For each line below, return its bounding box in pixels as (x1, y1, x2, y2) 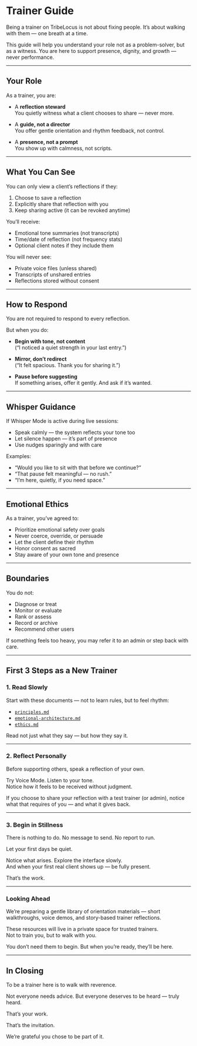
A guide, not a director (14, 120, 70, 127)
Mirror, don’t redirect (14, 355, 67, 362)
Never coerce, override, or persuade (14, 533, 103, 539)
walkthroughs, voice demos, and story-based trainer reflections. (6, 914, 161, 921)
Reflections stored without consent (14, 277, 100, 284)
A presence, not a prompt (14, 138, 78, 145)
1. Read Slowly (6, 683, 48, 691)
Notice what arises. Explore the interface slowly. (6, 857, 123, 864)
